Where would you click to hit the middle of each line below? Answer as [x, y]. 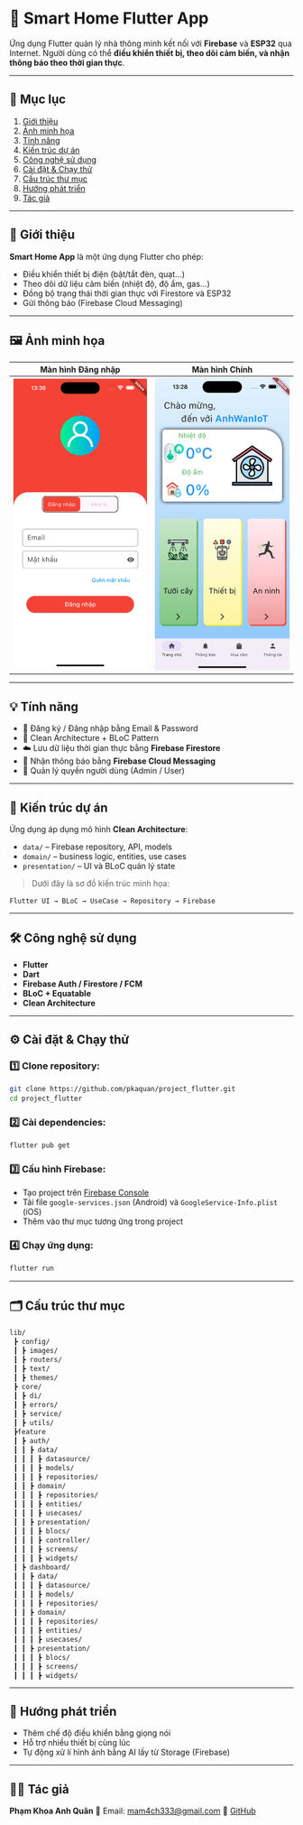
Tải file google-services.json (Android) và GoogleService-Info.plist [150, 1202]
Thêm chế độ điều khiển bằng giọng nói [96, 1733]
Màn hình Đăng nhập [80, 369]
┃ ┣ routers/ [38, 1359]
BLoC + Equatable [57, 993]
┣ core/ [28, 1386]
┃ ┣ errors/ [36, 1404]
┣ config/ [32, 1341]
